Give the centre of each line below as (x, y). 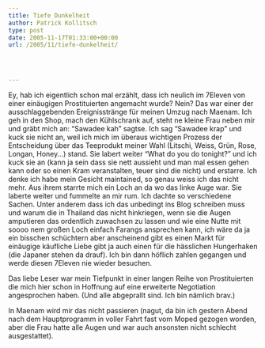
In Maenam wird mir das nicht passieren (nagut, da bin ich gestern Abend (128, 311)
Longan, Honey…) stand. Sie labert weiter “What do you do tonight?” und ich (132, 154)
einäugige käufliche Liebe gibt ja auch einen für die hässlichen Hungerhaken (133, 247)
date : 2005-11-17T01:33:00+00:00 (63, 38)
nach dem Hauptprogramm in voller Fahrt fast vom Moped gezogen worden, (132, 319)
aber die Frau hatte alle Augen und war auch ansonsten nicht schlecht (122, 327)
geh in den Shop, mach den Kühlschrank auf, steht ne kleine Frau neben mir (132, 120)
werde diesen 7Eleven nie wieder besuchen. (80, 263)
